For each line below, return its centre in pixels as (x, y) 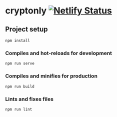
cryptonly (26, 11)
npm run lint (19, 109)
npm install (17, 40)
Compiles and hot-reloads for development (59, 53)
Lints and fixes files (29, 99)
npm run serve (20, 63)
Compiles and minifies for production (51, 76)
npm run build (20, 86)
